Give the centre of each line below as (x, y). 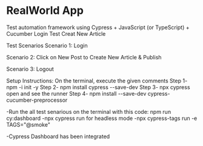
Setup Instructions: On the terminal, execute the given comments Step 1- (97, 81)
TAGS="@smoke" (28, 124)
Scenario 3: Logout (30, 69)
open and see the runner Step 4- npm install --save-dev (76, 93)
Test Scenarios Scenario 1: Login (47, 45)
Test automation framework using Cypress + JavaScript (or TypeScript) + (98, 27)
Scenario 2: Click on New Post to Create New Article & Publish (84, 57)
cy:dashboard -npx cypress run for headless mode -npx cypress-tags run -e (102, 118)
